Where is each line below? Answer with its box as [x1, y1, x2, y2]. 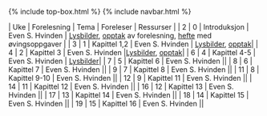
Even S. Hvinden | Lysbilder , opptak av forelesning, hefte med [8, 31, 212, 40]
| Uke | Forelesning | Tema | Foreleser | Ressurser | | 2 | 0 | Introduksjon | [8, 22, 249, 31]
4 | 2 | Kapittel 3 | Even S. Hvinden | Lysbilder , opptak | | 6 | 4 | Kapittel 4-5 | [8, 48, 257, 57]
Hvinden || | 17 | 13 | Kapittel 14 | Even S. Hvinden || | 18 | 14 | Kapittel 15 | [8, 90, 249, 99]
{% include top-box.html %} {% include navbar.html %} [8, 7, 192, 16]
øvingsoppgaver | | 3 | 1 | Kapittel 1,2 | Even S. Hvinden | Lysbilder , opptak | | [8, 39, 259, 49]
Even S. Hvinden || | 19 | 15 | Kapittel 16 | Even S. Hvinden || [8, 99, 204, 108]
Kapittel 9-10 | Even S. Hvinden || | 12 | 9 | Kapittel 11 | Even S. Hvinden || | [8, 74, 253, 82]
